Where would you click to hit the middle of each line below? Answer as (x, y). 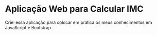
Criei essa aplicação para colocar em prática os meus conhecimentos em (78, 22)
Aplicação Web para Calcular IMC (74, 9)
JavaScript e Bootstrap (28, 27)
